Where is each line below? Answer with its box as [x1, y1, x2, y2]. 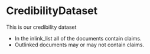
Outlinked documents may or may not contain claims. [14, 41, 145, 48]
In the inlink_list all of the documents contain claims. [14, 35, 142, 42]
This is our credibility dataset [6, 23, 77, 31]
